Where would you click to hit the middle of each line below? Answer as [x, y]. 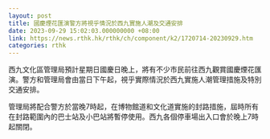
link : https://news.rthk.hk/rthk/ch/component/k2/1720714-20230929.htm [131, 38]
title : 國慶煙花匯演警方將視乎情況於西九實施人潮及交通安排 [96, 23]
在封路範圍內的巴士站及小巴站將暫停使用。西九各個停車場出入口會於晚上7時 [133, 117]
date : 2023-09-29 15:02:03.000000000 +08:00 [84, 31]
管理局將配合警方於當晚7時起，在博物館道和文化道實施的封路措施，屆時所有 [133, 107]
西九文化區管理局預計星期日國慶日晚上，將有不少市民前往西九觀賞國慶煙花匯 [135, 70]
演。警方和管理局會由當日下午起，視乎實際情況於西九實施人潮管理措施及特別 [135, 80]
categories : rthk [37, 46]
